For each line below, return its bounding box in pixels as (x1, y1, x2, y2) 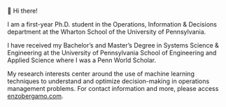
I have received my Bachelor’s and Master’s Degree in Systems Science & (7, 41, 219, 49)
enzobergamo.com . (7, 92, 64, 100)
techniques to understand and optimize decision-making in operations (7, 77, 210, 85)
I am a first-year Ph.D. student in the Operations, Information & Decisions (7, 20, 217, 28)
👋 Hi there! (7, 7, 38, 15)
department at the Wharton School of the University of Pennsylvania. (7, 28, 206, 36)
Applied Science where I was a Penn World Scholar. (7, 56, 157, 64)
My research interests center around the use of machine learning (7, 70, 195, 78)
